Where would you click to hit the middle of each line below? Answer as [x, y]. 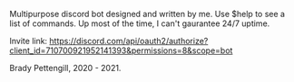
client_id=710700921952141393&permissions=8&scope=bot [121, 50]
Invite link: [29, 41]
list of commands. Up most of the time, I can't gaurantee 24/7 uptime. [140, 23]
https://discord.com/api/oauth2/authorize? [129, 41]
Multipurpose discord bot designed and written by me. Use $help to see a [147, 14]
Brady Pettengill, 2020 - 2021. [65, 68]
